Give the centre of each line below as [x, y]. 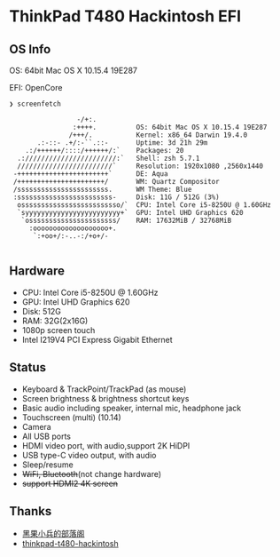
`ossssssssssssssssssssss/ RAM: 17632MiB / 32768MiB [126, 220]
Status [28, 367]
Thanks [31, 511]
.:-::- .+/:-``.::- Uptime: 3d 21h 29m [122, 143]
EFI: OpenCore [36, 88]
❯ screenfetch [35, 104]
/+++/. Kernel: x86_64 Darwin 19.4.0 [158, 135]
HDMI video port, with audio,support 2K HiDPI [106, 445]
